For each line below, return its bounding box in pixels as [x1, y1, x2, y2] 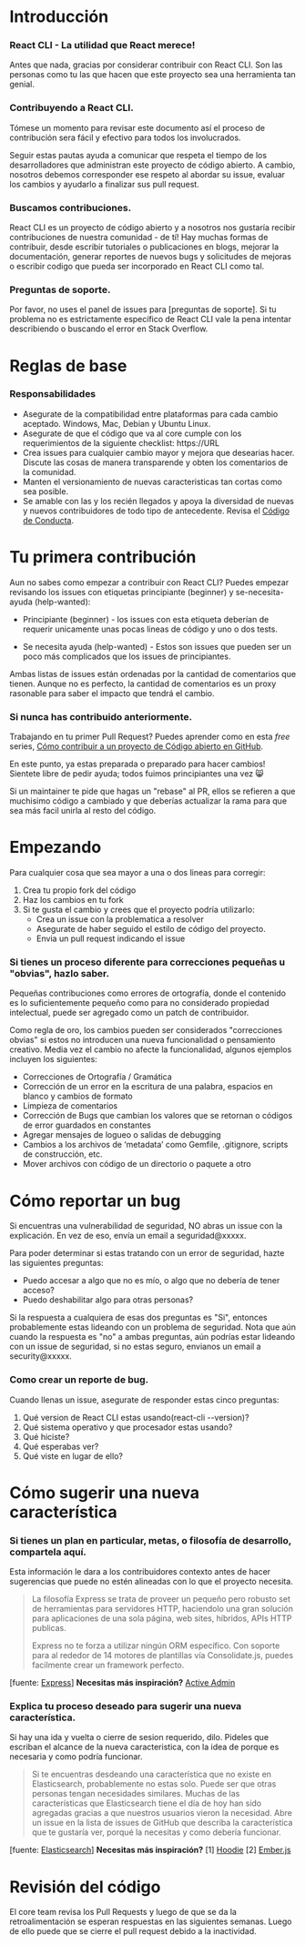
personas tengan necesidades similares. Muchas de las [31, 1788, 240, 1799]
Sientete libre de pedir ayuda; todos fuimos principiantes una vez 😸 [9, 768, 264, 779]
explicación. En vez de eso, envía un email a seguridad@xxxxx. [9, 1231, 247, 1241]
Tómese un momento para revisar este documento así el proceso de [9, 122, 266, 133]
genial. [9, 79, 35, 90]
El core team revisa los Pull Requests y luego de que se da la [9, 1907, 237, 1918]
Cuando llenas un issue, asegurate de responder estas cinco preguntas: [9, 1394, 280, 1405]
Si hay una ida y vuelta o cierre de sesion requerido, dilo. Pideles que [9, 1732, 269, 1743]
